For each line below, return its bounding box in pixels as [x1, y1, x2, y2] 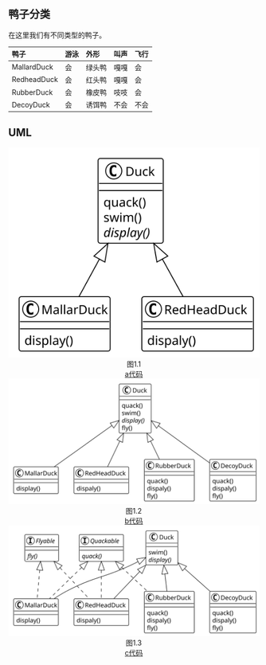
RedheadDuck [11, 75, 58, 84]
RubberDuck [11, 87, 53, 97]
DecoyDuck [11, 100, 50, 109]
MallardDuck [11, 62, 53, 72]
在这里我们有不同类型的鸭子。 [8, 30, 106, 40]
